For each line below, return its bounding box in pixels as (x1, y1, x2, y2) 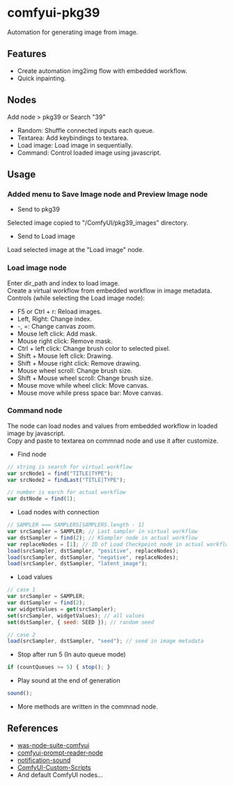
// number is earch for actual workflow (7, 489, 127, 496)
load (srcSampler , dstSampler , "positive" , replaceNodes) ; (7, 547, 179, 554)
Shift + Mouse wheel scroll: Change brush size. (17, 374, 153, 382)
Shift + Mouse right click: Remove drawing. (17, 359, 141, 367)
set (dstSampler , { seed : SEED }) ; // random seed (7, 618, 155, 626)
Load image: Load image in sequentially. (17, 141, 134, 149)
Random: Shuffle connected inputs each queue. (17, 126, 155, 134)
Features (7, 48, 47, 60)
